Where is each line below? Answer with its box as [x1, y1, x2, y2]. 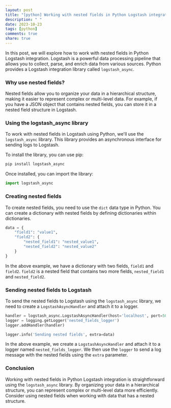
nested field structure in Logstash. [5, 107, 77, 113]
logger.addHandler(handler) [5, 322, 65, 328]
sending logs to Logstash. [5, 142, 60, 148]
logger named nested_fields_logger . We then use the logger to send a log [5, 346, 161, 352]
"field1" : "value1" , [14, 230, 58, 235]
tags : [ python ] [5, 27, 38, 32]
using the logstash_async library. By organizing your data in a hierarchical [5, 381, 159, 388]
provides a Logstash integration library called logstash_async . [5, 66, 135, 72]
